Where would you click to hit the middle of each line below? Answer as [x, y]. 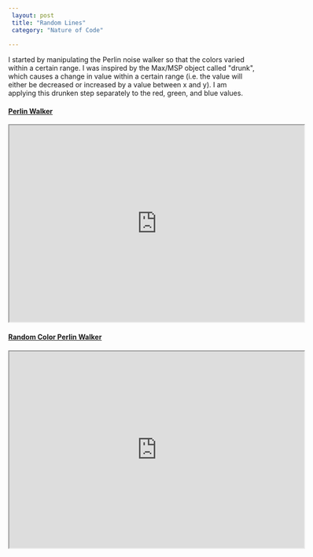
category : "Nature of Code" [57, 30]
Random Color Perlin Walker [55, 337]
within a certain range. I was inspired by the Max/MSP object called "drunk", [132, 68]
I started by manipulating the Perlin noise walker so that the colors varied [127, 60]
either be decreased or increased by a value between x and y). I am [118, 85]
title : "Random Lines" [49, 23]
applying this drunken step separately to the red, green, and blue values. [126, 93]
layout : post [33, 15]
